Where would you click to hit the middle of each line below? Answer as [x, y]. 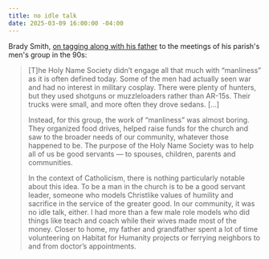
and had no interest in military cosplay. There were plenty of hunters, [142, 87]
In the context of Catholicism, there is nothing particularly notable [136, 178]
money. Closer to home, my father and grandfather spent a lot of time [143, 229]
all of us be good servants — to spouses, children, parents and [132, 154]
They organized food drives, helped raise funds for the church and [138, 128]
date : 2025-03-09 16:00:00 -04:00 [66, 23]
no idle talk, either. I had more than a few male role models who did [139, 212]
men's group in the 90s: [48, 55]
